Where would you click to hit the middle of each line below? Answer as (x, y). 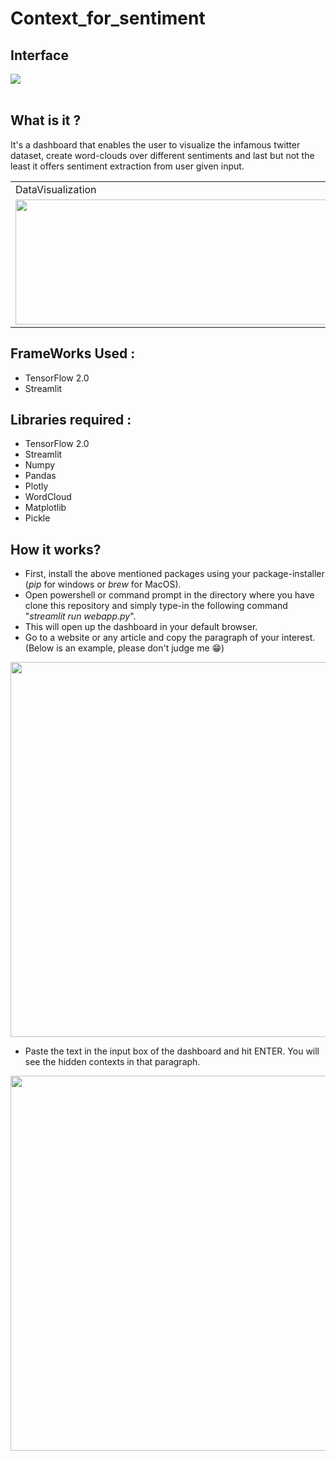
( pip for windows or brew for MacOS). (103, 584)
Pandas (40, 476)
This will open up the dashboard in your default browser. (141, 627)
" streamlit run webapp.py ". (80, 616)
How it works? (56, 549)
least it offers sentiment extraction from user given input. (127, 166)
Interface (39, 55)
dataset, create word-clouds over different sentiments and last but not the (162, 155)
